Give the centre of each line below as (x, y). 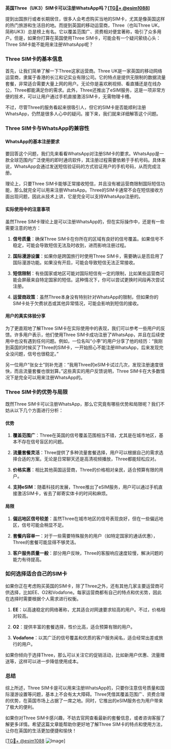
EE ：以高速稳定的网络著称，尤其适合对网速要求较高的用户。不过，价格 (87, 610)
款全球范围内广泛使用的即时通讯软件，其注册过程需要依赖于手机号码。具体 (83, 160)
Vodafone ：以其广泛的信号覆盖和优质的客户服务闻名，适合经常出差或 (85, 638)
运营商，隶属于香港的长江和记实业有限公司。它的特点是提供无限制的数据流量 (85, 77)
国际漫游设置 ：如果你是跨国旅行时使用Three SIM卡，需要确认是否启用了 (88, 256)
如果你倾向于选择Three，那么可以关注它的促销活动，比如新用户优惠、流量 (83, 655)
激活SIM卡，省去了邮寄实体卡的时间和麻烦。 (64, 494)
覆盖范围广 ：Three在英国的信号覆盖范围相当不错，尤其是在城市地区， (86, 435)
